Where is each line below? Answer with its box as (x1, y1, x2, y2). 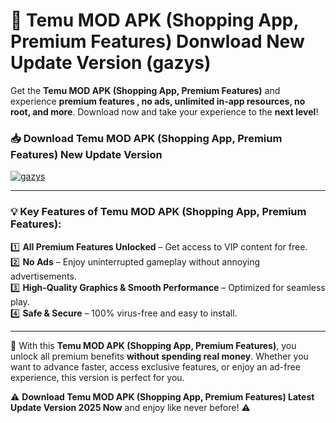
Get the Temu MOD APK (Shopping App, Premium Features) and (10, 84, 281, 96)
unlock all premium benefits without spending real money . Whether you (10, 350, 309, 362)
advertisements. (10, 270, 77, 282)
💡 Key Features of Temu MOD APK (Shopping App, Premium (10, 205, 307, 219)
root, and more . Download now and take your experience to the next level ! (10, 105, 319, 118)
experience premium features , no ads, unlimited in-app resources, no (10, 95, 306, 107)
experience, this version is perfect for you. (10, 371, 185, 383)
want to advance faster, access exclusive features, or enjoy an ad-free (10, 360, 301, 373)
